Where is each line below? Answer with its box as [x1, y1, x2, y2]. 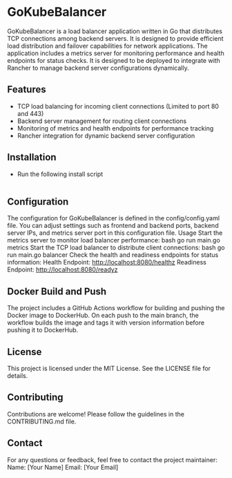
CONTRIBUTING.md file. [7, 417, 77, 426]
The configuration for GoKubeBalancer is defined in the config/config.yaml [7, 214, 220, 222]
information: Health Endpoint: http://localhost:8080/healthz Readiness [7, 258, 207, 267]
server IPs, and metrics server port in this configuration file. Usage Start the [7, 229, 223, 237]
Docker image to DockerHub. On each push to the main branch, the [7, 312, 199, 320]
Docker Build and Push [7, 285, 107, 297]
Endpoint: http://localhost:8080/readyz [7, 265, 118, 274]
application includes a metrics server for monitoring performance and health [7, 49, 224, 57]
